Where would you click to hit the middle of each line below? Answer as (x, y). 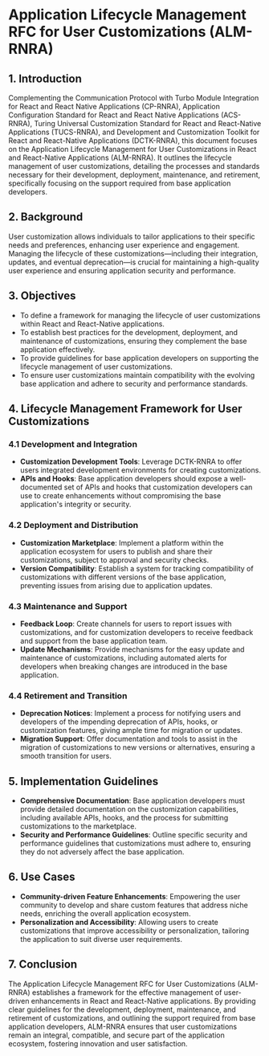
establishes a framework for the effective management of (127, 992)
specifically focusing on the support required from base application (120, 183)
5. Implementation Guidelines (84, 781)
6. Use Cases (42, 877)
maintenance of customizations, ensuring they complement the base (133, 341)
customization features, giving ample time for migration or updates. (131, 731)
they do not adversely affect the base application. (102, 852)
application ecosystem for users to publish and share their (116, 551)
